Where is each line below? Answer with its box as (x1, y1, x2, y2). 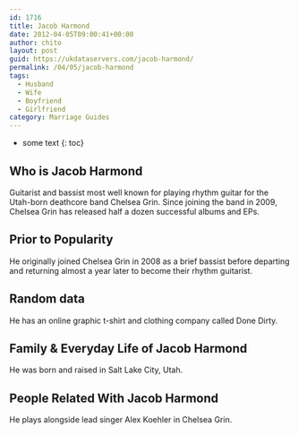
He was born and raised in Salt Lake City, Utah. (9, 364, 183, 376)
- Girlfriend (17, 105, 66, 114)
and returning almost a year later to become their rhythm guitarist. (9, 265, 253, 276)
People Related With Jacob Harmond (9, 390, 219, 405)
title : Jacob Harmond (9, 21, 90, 30)
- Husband (17, 80, 54, 89)
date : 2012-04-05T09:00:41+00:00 (9, 30, 134, 38)
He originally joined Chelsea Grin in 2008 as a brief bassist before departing (9, 256, 290, 267)
